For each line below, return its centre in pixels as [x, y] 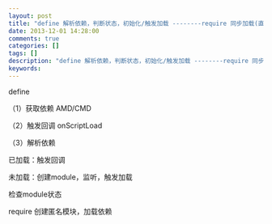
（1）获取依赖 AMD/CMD [50, 108]
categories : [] [34, 46]
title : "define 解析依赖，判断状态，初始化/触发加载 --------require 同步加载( [134, 23]
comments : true [34, 38]
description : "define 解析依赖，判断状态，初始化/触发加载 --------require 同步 [136, 61]
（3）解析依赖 [32, 142]
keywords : [25, 69]
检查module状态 [35, 194]
